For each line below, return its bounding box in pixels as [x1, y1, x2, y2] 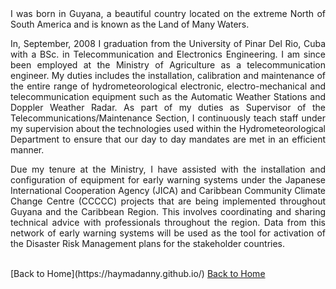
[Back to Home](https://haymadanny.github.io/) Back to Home [10, 268, 266, 279]
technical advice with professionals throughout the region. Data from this [10, 217, 326, 228]
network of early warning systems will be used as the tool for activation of [10, 227, 326, 239]
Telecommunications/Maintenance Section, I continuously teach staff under [10, 112, 326, 124]
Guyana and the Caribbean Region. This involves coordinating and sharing [10, 206, 326, 217]
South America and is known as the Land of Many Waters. [10, 18, 250, 30]
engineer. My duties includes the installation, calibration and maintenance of [10, 70, 326, 81]
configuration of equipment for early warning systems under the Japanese [10, 174, 326, 186]
